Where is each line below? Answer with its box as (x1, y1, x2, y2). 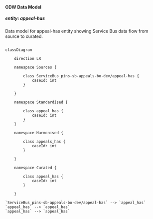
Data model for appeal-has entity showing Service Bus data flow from (5, 28, 149, 34)
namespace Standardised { (14, 100, 68, 105)
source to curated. (5, 33, 43, 39)
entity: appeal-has (5, 15, 45, 21)
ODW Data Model (5, 4, 41, 10)
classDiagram (5, 47, 32, 52)
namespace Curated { (14, 165, 57, 170)
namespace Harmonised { (14, 130, 64, 135)
